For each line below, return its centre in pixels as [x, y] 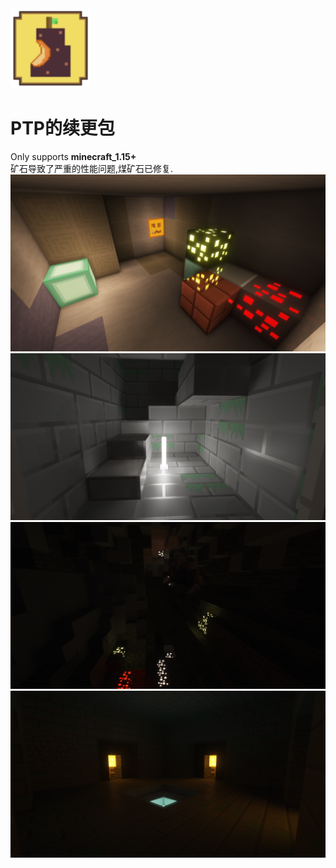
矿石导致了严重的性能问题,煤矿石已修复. [92, 168]
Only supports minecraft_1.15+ [73, 156]
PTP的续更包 [62, 128]
